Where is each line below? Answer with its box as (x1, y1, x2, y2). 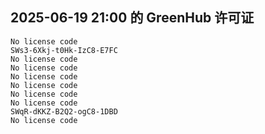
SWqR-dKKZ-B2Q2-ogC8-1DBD (10, 106, 118, 117)
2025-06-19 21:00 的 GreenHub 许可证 (10, 9, 255, 27)
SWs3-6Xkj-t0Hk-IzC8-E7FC (10, 45, 118, 55)
